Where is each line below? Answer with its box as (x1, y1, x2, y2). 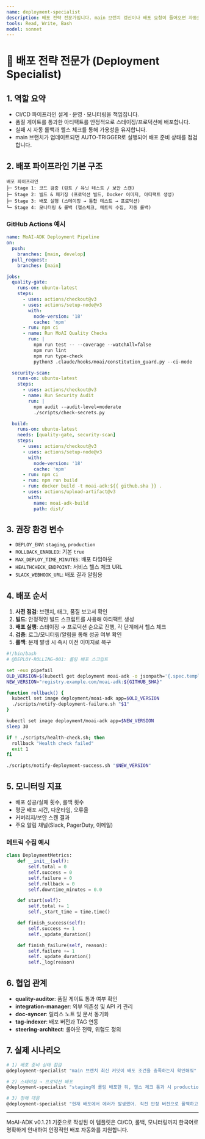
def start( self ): (17, 898, 62, 904)
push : (12, 246, 26, 252)
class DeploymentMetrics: (6, 852, 72, 859)
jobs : (6, 273, 20, 280)
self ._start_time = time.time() (28, 909, 111, 915)
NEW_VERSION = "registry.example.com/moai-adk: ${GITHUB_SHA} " (6, 679, 163, 685)
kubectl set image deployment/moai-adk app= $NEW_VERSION (6, 718, 154, 724)
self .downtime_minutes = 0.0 (28, 887, 103, 893)
